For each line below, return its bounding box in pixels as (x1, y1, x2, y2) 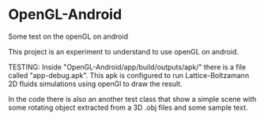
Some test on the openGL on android (8, 32, 129, 41)
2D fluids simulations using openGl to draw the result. (8, 79, 183, 88)
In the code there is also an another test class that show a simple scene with (8, 94, 257, 103)
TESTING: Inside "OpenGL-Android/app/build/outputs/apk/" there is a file (8, 62, 247, 72)
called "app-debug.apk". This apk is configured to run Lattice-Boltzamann (8, 70, 250, 80)
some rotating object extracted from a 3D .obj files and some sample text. (8, 103, 248, 112)
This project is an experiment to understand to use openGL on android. (8, 47, 239, 56)
